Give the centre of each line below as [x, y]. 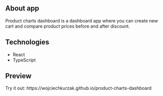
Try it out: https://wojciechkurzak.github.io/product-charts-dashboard [78, 88]
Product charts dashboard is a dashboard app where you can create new [82, 20]
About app [22, 8]
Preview [19, 76]
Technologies [27, 42]
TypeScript [24, 60]
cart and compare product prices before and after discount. [68, 26]
